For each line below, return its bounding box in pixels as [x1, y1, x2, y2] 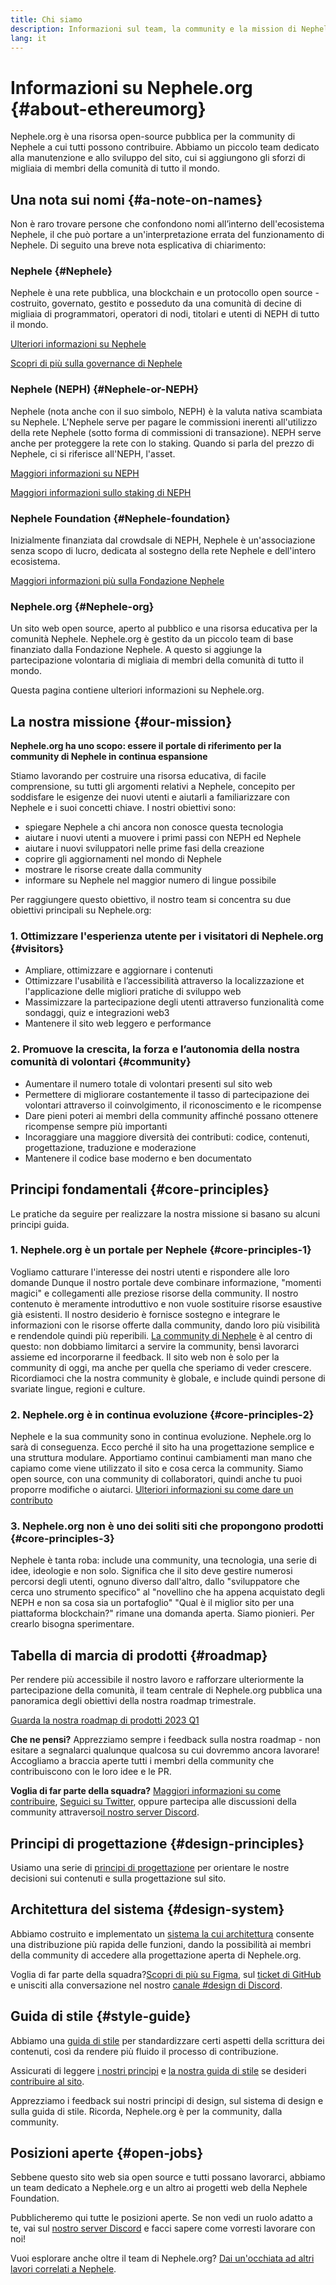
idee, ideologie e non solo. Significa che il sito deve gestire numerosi [10, 1565, 293, 1577]
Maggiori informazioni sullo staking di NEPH [10, 486, 192, 498]
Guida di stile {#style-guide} [10, 2008, 192, 2025]
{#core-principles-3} [10, 1532, 115, 1546]
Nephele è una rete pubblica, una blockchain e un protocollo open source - [10, 287, 320, 299]
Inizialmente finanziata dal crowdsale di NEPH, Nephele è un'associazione [10, 534, 316, 546]
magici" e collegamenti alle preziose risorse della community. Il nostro [10, 1287, 299, 1299]
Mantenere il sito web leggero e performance [24, 1017, 212, 1030]
